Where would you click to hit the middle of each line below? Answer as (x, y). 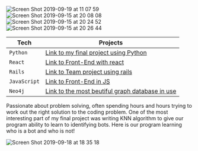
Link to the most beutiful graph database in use (111, 91)
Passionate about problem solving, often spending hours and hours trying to (99, 106)
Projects (111, 43)
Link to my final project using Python (96, 52)
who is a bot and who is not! (41, 131)
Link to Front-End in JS (78, 81)
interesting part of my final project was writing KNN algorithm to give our (95, 118)
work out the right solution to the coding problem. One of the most (87, 112)
